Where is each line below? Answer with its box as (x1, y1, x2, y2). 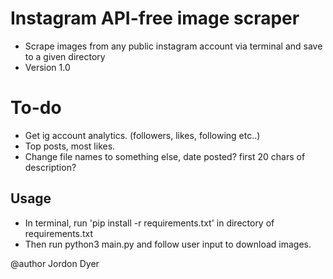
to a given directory (24, 50, 106, 62)
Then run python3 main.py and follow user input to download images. (24, 238, 312, 250)
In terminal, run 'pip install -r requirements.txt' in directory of (24, 217, 275, 229)
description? (24, 161, 77, 173)
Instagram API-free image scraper (10, 7, 300, 30)
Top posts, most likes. (24, 140, 116, 152)
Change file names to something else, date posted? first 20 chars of (24, 150, 306, 162)
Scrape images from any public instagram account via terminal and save (24, 40, 323, 52)
